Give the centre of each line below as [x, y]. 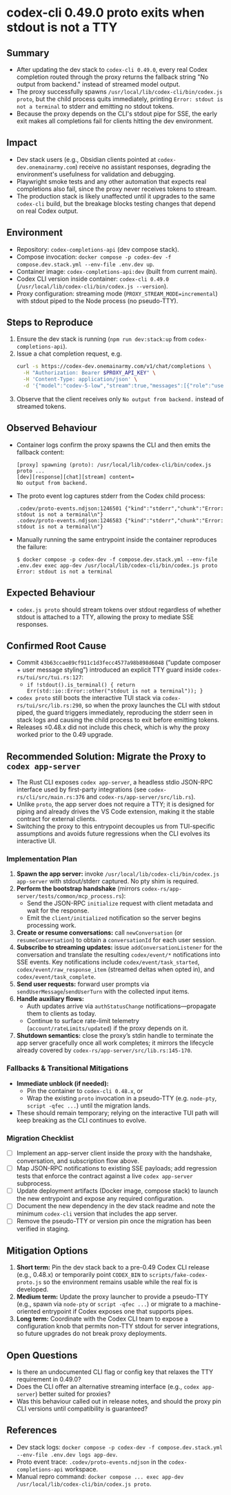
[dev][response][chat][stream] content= [75, 477]
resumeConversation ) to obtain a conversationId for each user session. [116, 940]
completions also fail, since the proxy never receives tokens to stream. [117, 189]
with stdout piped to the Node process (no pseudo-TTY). [97, 301]
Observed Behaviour [52, 428]
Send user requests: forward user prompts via [83, 984]
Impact [22, 143]
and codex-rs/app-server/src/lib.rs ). [141, 797]
